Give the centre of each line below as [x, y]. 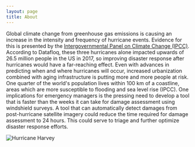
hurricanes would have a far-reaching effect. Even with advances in [88, 64]
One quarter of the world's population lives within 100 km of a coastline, [93, 83]
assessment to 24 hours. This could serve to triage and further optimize [93, 120]
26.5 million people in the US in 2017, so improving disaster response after [95, 58]
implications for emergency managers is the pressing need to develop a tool [98, 95]
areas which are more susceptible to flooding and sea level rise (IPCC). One [97, 89]
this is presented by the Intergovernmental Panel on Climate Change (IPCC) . [98, 46]
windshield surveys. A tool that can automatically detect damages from [92, 108]
